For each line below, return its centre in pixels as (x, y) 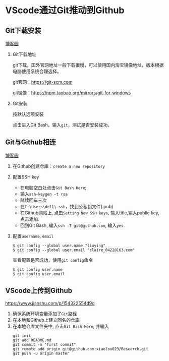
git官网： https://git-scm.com (42, 82)
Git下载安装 (23, 31)
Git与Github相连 (31, 142)
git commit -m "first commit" (44, 344)
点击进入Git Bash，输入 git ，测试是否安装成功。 (62, 125)
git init (22, 336)
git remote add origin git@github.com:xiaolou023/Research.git (80, 349)
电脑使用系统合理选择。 (37, 71)
